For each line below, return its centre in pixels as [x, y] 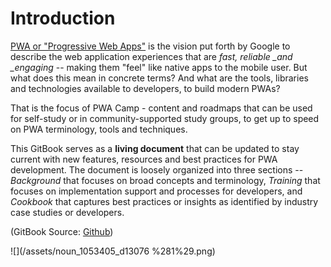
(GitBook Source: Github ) [62, 231]
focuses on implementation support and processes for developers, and [156, 191]
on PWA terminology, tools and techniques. [99, 129]
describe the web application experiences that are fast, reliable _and [151, 56]
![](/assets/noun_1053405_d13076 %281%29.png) [113, 251]
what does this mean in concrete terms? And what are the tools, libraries [159, 78]
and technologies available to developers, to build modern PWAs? [145, 88]
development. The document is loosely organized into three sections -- [157, 169]
